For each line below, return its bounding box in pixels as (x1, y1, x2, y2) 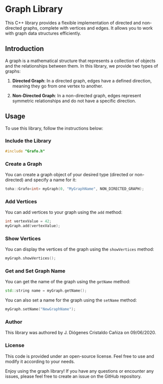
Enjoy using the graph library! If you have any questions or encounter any (5, 368, 154, 374)
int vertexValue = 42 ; (5, 219, 52, 224)
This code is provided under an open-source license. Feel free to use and (5, 353, 154, 359)
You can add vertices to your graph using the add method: (5, 209, 123, 215)
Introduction (5, 44, 44, 53)
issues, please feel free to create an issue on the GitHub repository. (5, 373, 142, 379)
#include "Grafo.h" (5, 149, 45, 154)
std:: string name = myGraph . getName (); (5, 288, 87, 293)
